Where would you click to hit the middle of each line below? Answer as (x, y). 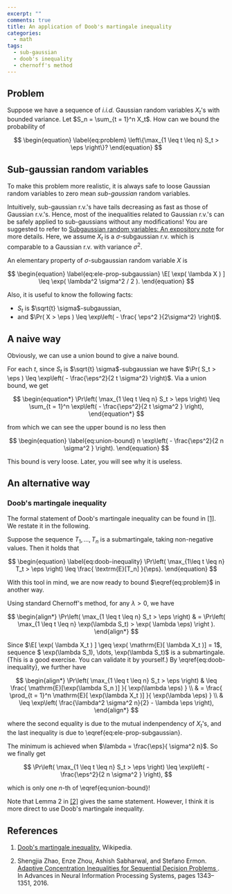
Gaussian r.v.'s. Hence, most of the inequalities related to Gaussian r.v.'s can (116, 214)
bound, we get (28, 385)
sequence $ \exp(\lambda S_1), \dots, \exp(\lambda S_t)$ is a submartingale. (116, 652)
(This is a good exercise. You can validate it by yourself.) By (92, 660)
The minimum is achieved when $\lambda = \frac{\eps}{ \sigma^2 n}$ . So (113, 746)
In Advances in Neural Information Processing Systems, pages (106, 876)
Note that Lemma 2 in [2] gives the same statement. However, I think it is (111, 802)
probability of (26, 127)
